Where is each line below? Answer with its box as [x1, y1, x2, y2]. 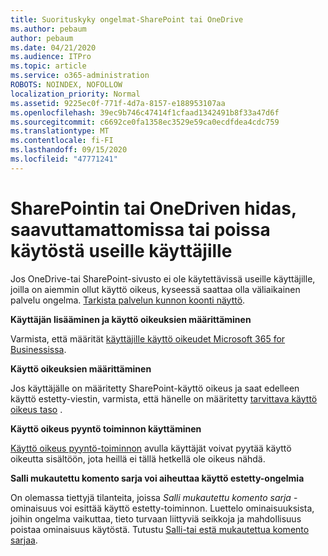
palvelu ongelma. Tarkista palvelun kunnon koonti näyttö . [10, 294, 246, 306]
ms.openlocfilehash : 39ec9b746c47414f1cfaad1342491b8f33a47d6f [10, 107, 280, 118]
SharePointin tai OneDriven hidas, [10, 197, 297, 220]
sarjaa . [10, 534, 38, 546]
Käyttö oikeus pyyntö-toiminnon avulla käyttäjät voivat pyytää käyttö [10, 442, 292, 454]
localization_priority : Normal [10, 89, 141, 99]
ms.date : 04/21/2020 [10, 42, 97, 53]
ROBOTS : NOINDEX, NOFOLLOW [10, 80, 123, 90]
